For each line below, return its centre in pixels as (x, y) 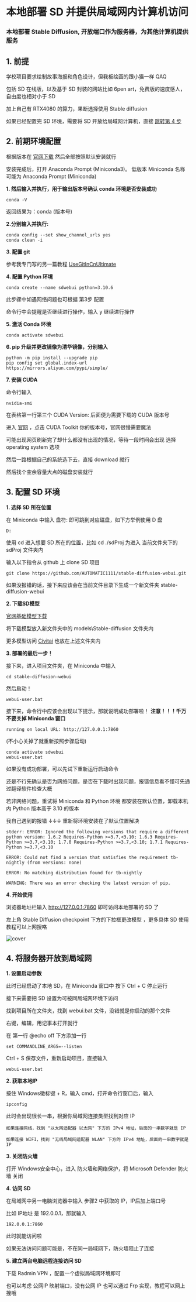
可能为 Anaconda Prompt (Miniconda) (51, 176)
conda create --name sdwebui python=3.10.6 (60, 287)
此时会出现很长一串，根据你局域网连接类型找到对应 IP (71, 1116)
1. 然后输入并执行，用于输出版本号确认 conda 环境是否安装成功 (81, 188)
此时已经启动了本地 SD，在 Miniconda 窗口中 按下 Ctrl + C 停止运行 (87, 986)
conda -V (17, 200)
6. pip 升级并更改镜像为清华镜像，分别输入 (57, 346)
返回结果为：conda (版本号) (39, 211)
